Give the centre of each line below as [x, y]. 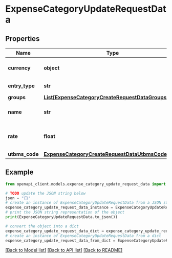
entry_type [21, 86]
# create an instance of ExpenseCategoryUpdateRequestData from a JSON [83, 203]
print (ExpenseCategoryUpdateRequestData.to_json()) [61, 217]
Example [19, 172]
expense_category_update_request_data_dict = [55, 231]
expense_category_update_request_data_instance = [59, 207]
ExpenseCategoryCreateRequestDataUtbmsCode [105, 154]
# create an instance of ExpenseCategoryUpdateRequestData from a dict [83, 236]
